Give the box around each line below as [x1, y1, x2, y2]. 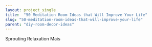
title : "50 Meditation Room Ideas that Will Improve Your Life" [5, 12, 147, 17]
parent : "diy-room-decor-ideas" [5, 21, 74, 27]
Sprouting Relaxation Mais [5, 36, 60, 42]
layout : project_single [5, 7, 56, 13]
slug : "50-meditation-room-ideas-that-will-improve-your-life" [5, 17, 143, 22]
